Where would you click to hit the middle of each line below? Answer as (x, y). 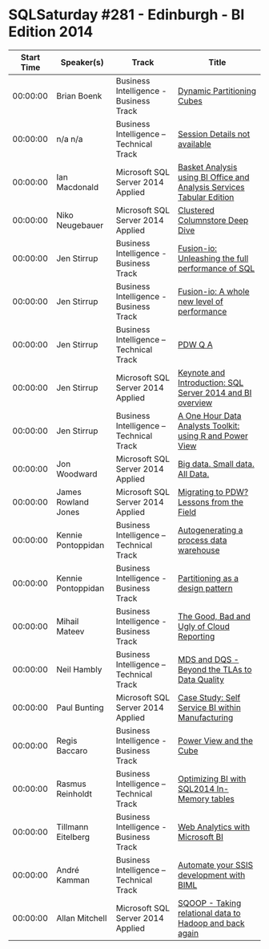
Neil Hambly (79, 669)
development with (211, 874)
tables (223, 798)
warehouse (199, 550)
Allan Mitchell (81, 918)
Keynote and (201, 372)
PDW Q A (195, 344)
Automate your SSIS (215, 865)
